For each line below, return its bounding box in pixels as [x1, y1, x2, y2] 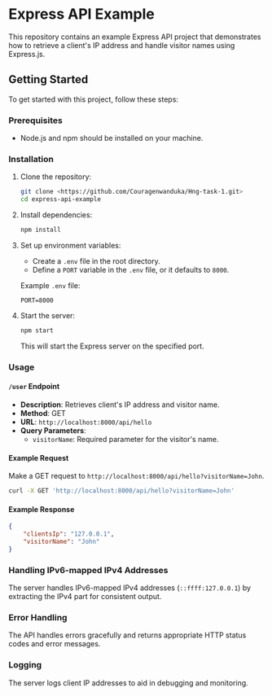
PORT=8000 [20, 296, 55, 304]
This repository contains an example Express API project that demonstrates [8, 32, 261, 42]
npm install [20, 225, 61, 234]
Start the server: [20, 310, 76, 320]
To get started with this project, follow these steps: [8, 94, 179, 104]
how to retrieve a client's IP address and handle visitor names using [8, 40, 235, 50]
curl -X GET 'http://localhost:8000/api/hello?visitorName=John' [8, 487, 235, 495]
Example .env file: [20, 280, 81, 290]
